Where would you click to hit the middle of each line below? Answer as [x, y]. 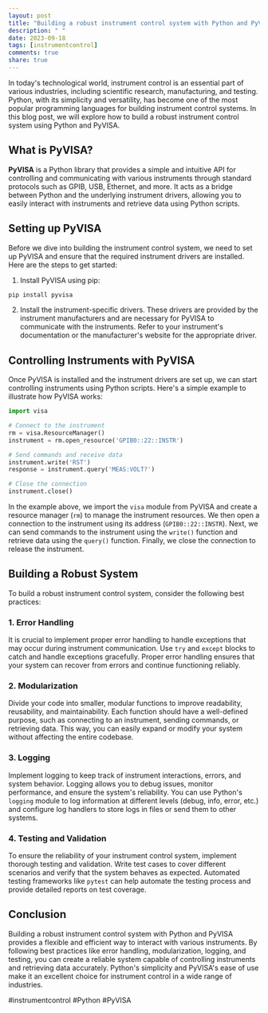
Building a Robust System [73, 574]
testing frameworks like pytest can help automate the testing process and [130, 881]
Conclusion [37, 914]
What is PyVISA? [51, 150]
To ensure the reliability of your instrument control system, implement [122, 856]
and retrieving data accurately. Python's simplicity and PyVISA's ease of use [134, 968]
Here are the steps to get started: [63, 265]
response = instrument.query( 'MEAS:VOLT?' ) [82, 470]
